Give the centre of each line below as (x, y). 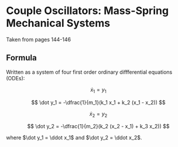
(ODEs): (16, 78)
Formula (21, 58)
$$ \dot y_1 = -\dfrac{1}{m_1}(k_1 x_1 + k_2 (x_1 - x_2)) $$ (98, 102)
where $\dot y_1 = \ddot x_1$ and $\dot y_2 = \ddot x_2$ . (74, 138)
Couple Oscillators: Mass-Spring (87, 11)
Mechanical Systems (58, 23)
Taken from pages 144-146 (39, 39)
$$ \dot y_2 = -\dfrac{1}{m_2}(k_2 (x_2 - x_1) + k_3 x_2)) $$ (98, 127)
